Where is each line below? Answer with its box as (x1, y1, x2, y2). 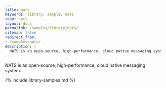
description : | (5, 44, 37, 49)
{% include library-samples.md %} (5, 77, 76, 83)
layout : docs (5, 21, 32, 26)
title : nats (5, 7, 30, 12)
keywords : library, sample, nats (5, 12, 74, 17)
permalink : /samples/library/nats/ (5, 26, 79, 31)
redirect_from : (5, 35, 37, 40)
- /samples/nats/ (5, 40, 41, 44)
